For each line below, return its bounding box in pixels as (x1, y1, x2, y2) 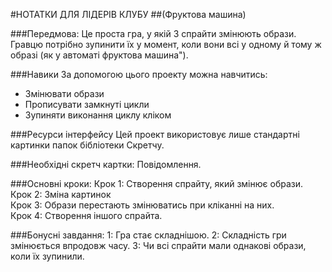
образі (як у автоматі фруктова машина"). (10, 49, 189, 61)
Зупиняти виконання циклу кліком (24, 109, 172, 121)
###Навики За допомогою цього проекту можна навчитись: (10, 69, 268, 80)
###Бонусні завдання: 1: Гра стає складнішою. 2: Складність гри (10, 229, 287, 241)
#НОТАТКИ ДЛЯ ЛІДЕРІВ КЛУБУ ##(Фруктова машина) (10, 9, 247, 20)
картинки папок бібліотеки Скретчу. (10, 139, 165, 151)
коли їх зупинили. (10, 250, 85, 262)
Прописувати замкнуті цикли (24, 99, 150, 110)
